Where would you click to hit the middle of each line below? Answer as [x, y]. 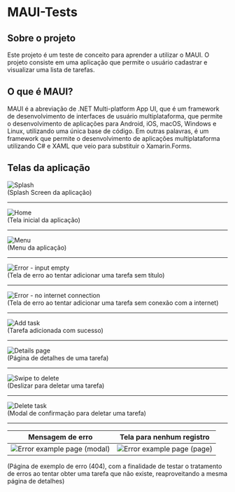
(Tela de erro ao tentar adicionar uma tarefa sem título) [86, 275]
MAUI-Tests [43, 12]
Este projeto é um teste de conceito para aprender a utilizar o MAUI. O [108, 55]
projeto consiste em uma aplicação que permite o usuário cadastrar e [107, 62]
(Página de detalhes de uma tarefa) [58, 357]
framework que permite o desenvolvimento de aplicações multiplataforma [114, 138]
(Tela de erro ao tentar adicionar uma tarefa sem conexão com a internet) [113, 303]
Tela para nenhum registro [165, 437]
